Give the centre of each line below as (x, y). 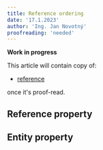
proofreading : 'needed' (41, 33)
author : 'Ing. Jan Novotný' (47, 26)
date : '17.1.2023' (33, 20)
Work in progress (32, 52)
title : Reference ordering (45, 13)
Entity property (40, 137)
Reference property (50, 114)
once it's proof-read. (36, 92)
